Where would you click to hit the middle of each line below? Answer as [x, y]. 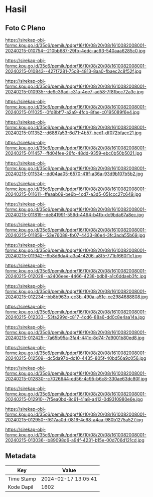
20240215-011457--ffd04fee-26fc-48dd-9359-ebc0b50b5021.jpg [74, 153]
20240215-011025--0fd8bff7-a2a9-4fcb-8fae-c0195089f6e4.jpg [72, 112]
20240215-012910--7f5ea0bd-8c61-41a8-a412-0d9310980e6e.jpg [74, 399]
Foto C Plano [25, 28]
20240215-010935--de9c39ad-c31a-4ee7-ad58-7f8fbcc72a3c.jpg [74, 92]
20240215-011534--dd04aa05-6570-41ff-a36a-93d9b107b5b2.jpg [74, 174]
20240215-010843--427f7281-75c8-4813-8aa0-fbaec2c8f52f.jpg [73, 71]
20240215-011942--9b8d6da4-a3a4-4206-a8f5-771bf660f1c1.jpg [73, 256]
